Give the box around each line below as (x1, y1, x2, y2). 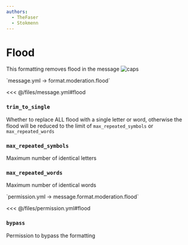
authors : (6, 8, 28, 15)
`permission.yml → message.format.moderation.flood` (6, 193, 139, 201)
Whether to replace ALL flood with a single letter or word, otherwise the (6, 116, 183, 123)
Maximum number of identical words (6, 182, 97, 189)
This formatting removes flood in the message (6, 65, 120, 72)
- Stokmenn (11, 20, 39, 26)
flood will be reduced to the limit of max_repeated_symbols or (6, 122, 153, 129)
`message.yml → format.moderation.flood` (6, 77, 110, 84)
